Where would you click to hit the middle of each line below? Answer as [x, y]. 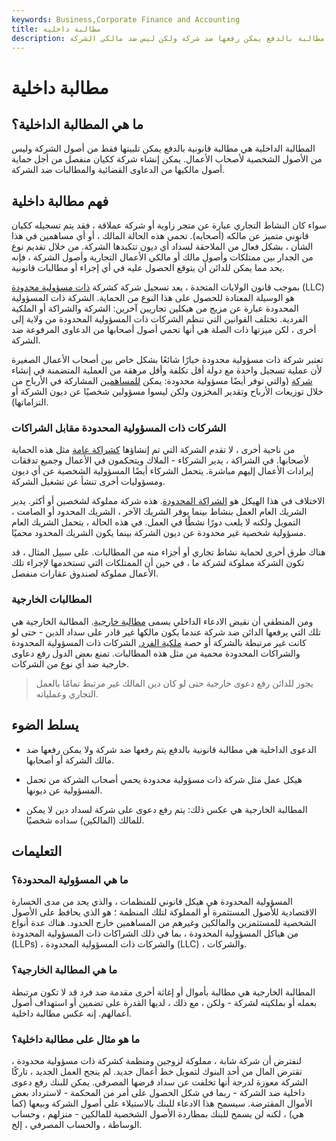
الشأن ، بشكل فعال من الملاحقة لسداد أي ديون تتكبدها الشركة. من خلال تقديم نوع [162, 247]
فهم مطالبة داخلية [60, 201]
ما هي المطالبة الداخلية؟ [77, 124]
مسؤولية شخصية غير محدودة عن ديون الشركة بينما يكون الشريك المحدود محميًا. [159, 533]
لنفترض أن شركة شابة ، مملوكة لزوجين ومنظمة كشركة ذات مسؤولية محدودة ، [156, 1060]
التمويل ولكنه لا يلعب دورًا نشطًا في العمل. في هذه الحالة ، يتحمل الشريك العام [156, 522]
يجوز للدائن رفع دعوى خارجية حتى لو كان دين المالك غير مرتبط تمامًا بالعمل [174, 683]
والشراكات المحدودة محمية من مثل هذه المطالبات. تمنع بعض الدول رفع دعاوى [156, 653]
